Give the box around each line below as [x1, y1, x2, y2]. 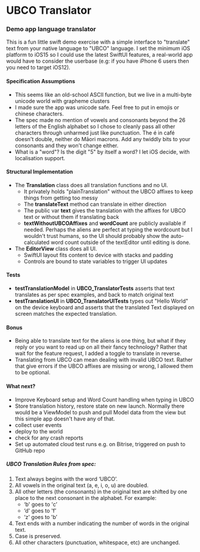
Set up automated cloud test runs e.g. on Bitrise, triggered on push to [14, 440, 186, 447]
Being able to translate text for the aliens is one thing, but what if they [14, 337, 186, 344]
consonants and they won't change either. [14, 142, 119, 149]
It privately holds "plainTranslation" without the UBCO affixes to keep [23, 188, 193, 195]
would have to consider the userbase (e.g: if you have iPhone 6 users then [6, 57, 189, 65]
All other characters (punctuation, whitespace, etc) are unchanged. [14, 539, 180, 546]
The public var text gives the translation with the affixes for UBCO [23, 207, 186, 214]
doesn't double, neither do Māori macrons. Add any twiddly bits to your [14, 135, 190, 142]
